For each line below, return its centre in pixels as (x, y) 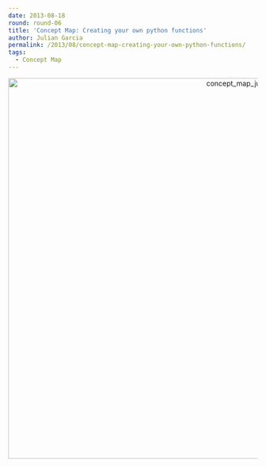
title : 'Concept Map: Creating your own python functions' (108, 30)
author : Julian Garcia (46, 38)
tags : (17, 52)
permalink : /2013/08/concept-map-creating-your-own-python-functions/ (127, 45)
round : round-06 (35, 23)
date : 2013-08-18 (37, 15)
